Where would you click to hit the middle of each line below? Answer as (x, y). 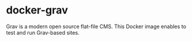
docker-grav (37, 10)
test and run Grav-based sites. (43, 32)
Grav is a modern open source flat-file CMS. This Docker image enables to (96, 26)
